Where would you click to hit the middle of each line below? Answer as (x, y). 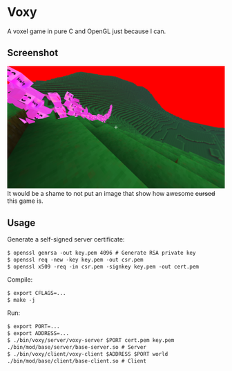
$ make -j (21, 300)
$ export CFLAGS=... (37, 293)
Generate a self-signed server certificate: (66, 239)
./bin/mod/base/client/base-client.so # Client (77, 361)
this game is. (25, 201)
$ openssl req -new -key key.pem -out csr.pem (75, 260)
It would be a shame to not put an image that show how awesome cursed (111, 194)
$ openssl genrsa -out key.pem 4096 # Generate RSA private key (101, 253)
